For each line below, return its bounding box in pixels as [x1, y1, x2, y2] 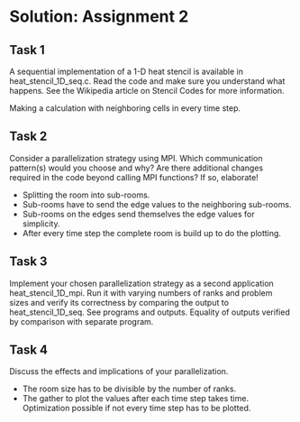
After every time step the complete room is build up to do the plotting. [22, 227, 282, 238]
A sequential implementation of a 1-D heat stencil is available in [9, 66, 243, 77]
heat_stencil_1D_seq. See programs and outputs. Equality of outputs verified [9, 307, 290, 317]
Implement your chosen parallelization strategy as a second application [9, 278, 275, 289]
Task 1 [9, 42, 45, 58]
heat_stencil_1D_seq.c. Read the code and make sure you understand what [9, 76, 286, 87]
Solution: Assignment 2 [9, 6, 189, 27]
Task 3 [9, 254, 48, 270]
